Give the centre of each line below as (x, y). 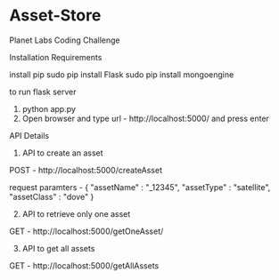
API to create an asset (63, 153)
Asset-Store (55, 16)
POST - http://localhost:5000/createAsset (86, 170)
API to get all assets (58, 248)
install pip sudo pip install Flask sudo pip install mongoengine (122, 74)
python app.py (49, 108)
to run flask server (43, 92)
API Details (29, 135)
